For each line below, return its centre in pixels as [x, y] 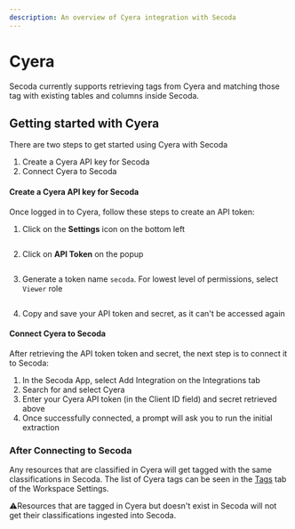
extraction [40, 427]
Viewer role [42, 288]
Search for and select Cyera [73, 389]
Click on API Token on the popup [83, 253]
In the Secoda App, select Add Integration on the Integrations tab [141, 380]
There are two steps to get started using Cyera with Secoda [119, 145]
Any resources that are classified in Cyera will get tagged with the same [141, 470]
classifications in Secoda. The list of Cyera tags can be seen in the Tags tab [148, 479]
